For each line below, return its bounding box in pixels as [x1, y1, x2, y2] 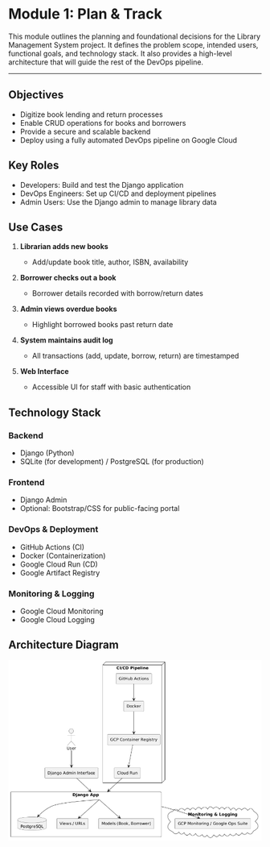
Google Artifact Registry [19, 567, 100, 577]
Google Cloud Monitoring [19, 606, 104, 616]
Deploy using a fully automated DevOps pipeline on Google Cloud [19, 135, 238, 145]
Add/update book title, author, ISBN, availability [31, 257, 189, 267]
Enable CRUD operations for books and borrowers [19, 118, 186, 127]
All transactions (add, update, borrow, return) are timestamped [31, 351, 239, 361]
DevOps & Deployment [8, 524, 99, 535]
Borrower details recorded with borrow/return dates [31, 289, 203, 298]
